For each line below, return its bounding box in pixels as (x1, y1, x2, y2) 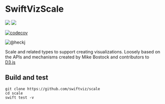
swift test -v (5, 95, 34, 100)
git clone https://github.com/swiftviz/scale (5, 86, 100, 91)
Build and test (5, 74, 48, 82)
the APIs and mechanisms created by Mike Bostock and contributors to (5, 54, 149, 60)
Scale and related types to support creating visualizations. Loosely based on (5, 49, 161, 54)
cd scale (5, 91, 23, 96)
